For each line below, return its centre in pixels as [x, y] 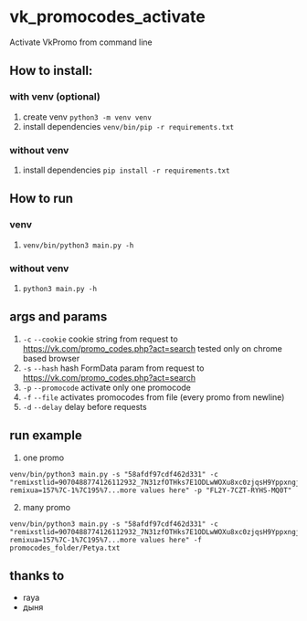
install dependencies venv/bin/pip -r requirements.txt [128, 126]
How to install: [51, 71]
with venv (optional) [55, 97]
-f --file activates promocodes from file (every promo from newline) [153, 397]
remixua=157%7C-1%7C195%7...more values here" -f [106, 540]
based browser [51, 358]
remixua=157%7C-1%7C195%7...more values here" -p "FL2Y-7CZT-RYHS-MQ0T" [151, 490]
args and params [58, 317]
